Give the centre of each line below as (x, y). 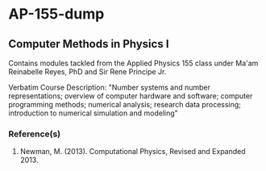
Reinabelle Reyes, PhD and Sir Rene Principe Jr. (87, 72)
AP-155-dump (56, 14)
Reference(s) (35, 134)
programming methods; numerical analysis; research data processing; (125, 104)
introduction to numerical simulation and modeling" (94, 113)
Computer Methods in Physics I (89, 44)
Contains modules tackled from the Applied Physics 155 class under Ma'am (133, 63)
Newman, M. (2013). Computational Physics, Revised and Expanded (133, 152)
